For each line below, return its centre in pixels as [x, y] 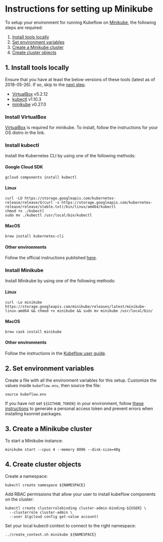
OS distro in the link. [25, 133]
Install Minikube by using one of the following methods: [60, 281]
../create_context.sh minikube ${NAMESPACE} [51, 534]
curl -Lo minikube [24, 302]
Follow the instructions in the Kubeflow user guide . [56, 354]
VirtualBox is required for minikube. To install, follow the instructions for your [81, 128]
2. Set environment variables [49, 368]
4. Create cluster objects [43, 465]
